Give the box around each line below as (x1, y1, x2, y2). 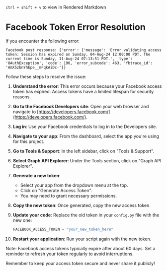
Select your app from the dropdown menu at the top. (20, 182, 128, 188)
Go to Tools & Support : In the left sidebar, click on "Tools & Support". (12, 148, 155, 154)
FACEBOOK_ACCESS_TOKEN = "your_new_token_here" (12, 227, 113, 232)
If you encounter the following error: (5, 38, 80, 44)
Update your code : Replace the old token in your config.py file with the (12, 212, 160, 218)
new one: (12, 217, 32, 223)
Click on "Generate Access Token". (20, 187, 92, 193)
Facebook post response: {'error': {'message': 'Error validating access (5, 47, 162, 53)
